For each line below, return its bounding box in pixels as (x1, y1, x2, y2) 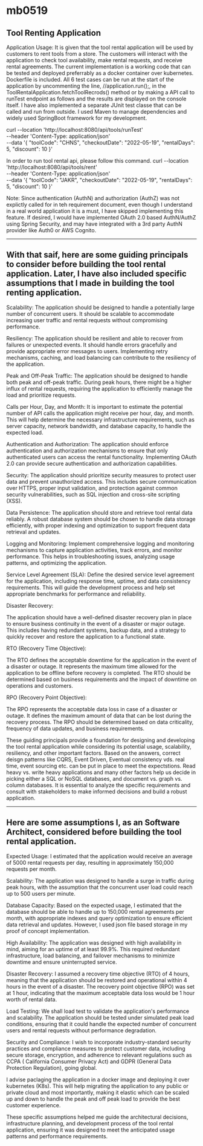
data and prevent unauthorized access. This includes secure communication (6, 478, 197, 485)
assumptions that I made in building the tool (6, 278, 175, 288)
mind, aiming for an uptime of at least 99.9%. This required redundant (6, 945, 180, 952)
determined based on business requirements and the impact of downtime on (6, 676, 197, 683)
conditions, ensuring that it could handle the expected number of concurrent (6, 1020, 197, 1027)
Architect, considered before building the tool (6, 827, 182, 838)
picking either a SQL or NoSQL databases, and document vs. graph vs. (6, 775, 182, 782)
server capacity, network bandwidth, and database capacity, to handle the (6, 422, 192, 429)
